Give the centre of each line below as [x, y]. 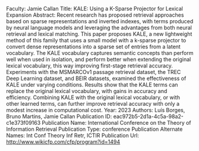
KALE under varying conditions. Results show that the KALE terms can [92, 85]
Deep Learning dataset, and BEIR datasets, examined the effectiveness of [96, 78]
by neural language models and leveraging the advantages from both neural [99, 27]
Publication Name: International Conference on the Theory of [116, 123]
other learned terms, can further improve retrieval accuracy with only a [93, 104]
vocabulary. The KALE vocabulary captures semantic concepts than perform [100, 53]
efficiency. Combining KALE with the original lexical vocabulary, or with [93, 97]
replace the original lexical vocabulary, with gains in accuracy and [87, 91]
